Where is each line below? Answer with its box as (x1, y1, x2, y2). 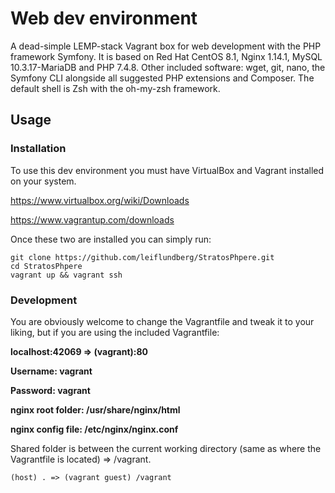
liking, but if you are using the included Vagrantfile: (10, 326, 220, 338)
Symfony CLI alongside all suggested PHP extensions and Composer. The (10, 72, 315, 84)
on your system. (10, 175, 77, 187)
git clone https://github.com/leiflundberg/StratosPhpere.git (10, 252, 275, 262)
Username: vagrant (10, 365, 93, 377)
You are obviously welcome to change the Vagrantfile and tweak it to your (10, 315, 315, 327)
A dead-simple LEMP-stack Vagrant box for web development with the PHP (10, 40, 322, 52)
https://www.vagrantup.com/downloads (10, 213, 175, 226)
